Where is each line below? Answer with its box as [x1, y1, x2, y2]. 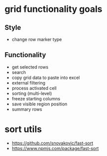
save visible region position [11, 101, 68, 107]
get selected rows [11, 64, 49, 70]
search [11, 69, 26, 75]
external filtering [11, 79, 45, 85]
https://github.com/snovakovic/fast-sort [11, 140, 93, 146]
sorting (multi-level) [11, 90, 52, 96]
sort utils [4, 124, 42, 135]
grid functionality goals [4, 3, 103, 15]
